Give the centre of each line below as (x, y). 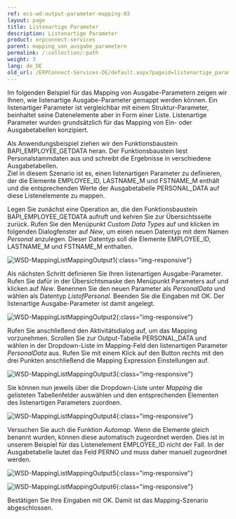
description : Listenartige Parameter (63, 33)
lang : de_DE (25, 66)
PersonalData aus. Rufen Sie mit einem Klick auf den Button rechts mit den (116, 353)
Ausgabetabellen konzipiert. (48, 130)
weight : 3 (22, 60)
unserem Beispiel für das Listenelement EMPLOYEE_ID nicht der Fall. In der (116, 444)
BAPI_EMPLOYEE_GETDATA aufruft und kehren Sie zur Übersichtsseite (110, 216)
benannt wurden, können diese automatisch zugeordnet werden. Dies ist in (116, 437)
